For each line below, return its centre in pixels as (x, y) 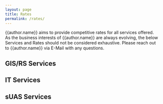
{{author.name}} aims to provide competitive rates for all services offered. (80, 33)
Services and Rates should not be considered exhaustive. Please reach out (81, 43)
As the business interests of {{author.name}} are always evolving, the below (81, 38)
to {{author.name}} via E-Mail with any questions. (55, 48)
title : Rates (18, 14)
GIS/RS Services (31, 63)
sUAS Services (28, 96)
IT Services (23, 80)
